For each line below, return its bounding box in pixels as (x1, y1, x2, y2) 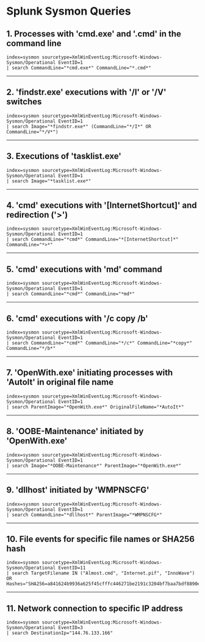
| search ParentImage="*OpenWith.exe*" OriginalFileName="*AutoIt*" (6, 404, 184, 410)
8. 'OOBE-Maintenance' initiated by (6, 426, 144, 437)
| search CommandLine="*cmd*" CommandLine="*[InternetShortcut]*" (6, 237, 179, 243)
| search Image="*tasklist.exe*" (6, 178, 92, 184)
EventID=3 (58, 625, 84, 631)
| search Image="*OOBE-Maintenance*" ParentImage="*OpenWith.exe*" (6, 462, 182, 469)
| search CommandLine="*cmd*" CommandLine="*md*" (6, 291, 135, 297)
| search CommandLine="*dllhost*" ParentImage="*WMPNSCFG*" (6, 512, 163, 518)
